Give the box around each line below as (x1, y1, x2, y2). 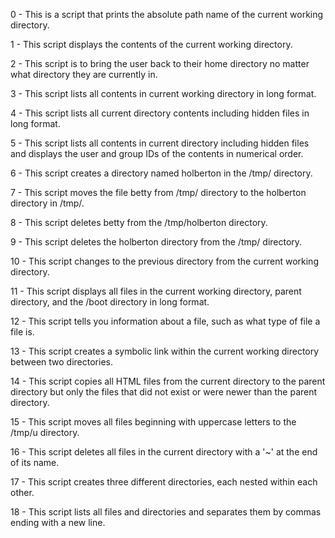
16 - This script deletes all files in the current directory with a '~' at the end (10, 446, 318, 458)
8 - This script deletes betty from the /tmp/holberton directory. (10, 217, 268, 228)
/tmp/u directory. (10, 427, 80, 438)
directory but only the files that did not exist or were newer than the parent (10, 386, 318, 398)
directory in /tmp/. (10, 197, 85, 209)
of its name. (10, 457, 60, 468)
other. (10, 487, 35, 498)
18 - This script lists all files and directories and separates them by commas (10, 506, 322, 518)
